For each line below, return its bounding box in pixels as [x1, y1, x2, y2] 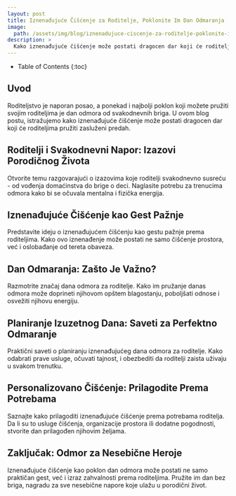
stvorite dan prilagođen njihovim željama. [7, 426, 126, 435]
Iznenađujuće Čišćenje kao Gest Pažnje [7, 209, 184, 222]
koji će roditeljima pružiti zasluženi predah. [7, 124, 131, 132]
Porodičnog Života [7, 155, 90, 167]
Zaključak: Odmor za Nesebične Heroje [7, 447, 183, 459]
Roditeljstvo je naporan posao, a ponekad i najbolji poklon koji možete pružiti [7, 101, 229, 110]
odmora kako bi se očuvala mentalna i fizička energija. [7, 189, 164, 197]
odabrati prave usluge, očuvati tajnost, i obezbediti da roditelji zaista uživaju [7, 355, 227, 363]
